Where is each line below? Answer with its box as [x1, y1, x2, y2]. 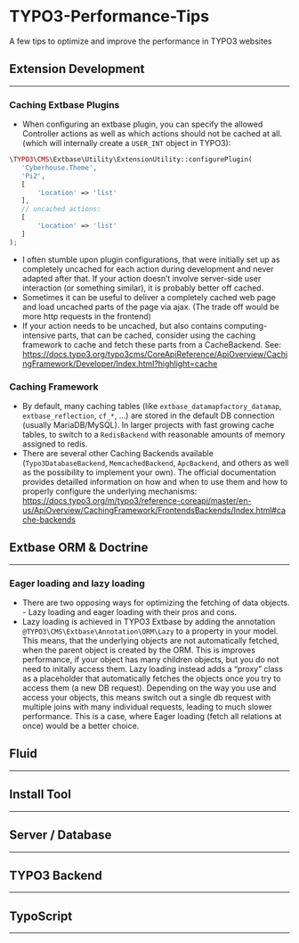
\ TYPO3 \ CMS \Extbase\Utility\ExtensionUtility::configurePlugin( [9, 155, 253, 164]
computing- [223, 320, 268, 331]
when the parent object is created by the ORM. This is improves [21, 644, 256, 656]
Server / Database [9, 827, 112, 843]
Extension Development [9, 61, 145, 77]
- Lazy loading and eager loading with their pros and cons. [21, 607, 238, 618]
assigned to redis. [21, 439, 88, 449]
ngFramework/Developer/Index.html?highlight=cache [21, 358, 218, 369]
